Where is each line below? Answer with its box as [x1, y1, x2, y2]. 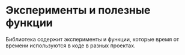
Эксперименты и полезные [5, 4, 151, 17]
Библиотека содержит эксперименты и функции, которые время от [5, 35, 180, 43]
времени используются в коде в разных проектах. [5, 42, 136, 49]
